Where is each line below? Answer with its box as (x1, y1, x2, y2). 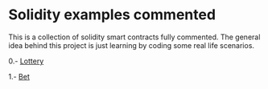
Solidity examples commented (8, 6, 216, 24)
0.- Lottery (8, 56, 44, 66)
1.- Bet (8, 71, 31, 81)
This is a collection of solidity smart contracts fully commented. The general (8, 32, 261, 42)
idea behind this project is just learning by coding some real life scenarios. (8, 40, 255, 50)
